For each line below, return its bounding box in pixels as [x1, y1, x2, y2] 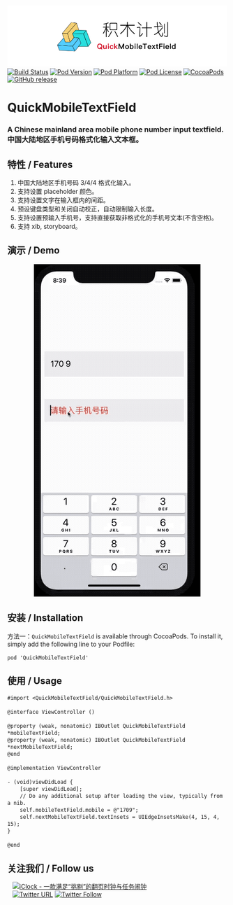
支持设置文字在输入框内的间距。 [17, 195, 110, 204]
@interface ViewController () [7, 709, 96, 716]
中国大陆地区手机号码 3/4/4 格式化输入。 [17, 178, 135, 187]
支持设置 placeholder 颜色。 [17, 187, 98, 195]
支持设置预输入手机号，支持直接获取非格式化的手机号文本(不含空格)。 [17, 213, 218, 222]
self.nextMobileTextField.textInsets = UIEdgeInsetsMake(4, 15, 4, [20, 814, 220, 821]
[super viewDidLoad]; [20, 786, 82, 793]
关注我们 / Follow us [7, 862, 94, 874]
